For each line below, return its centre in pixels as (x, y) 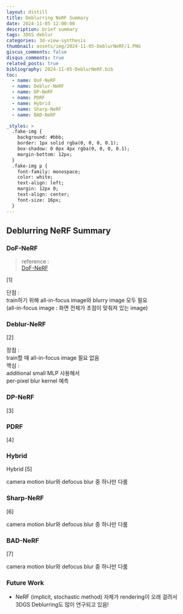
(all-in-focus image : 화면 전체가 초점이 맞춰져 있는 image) (77, 308)
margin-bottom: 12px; (45, 154)
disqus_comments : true (35, 58)
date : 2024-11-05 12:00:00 (41, 23)
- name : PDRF (28, 98)
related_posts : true (33, 63)
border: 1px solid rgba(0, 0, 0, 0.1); (68, 143)
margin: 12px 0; (38, 189)
